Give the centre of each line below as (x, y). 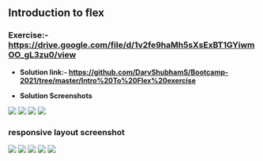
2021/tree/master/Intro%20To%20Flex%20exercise (107, 80)
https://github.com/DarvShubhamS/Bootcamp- (148, 72)
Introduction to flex (56, 13)
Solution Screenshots (56, 95)
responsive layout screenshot (66, 132)
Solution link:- (43, 72)
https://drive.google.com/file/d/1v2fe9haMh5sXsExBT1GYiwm (131, 45)
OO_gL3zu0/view (42, 55)
